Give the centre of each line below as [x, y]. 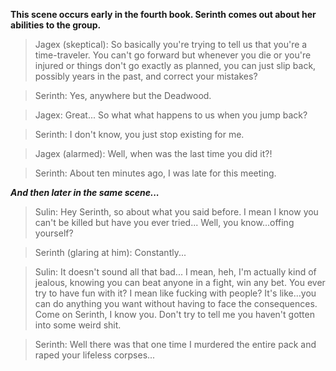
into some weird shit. [78, 325]
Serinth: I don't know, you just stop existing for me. [139, 134]
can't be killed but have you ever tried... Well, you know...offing [164, 222]
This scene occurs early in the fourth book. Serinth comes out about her [163, 14]
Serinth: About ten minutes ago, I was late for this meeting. [155, 173]
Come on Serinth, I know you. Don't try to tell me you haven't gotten [174, 314]
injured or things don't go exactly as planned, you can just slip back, [175, 65]
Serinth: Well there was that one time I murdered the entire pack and [175, 344]
